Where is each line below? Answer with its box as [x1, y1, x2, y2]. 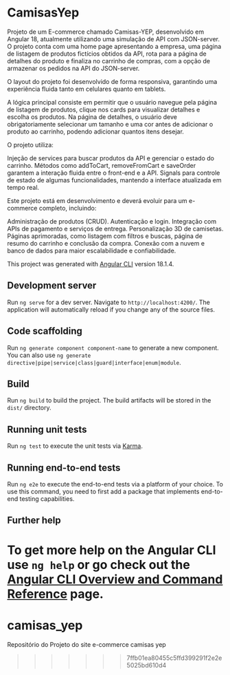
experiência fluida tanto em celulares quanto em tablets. [7, 85, 166, 93]
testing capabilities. [19, 495, 75, 503]
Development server [7, 280, 97, 292]
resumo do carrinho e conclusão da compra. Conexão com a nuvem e [7, 239, 205, 247]
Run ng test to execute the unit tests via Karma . [7, 442, 143, 450]
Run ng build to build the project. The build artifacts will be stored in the [7, 396, 211, 405]
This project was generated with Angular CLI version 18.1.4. [7, 259, 174, 268]
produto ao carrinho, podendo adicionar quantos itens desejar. [7, 127, 184, 136]
